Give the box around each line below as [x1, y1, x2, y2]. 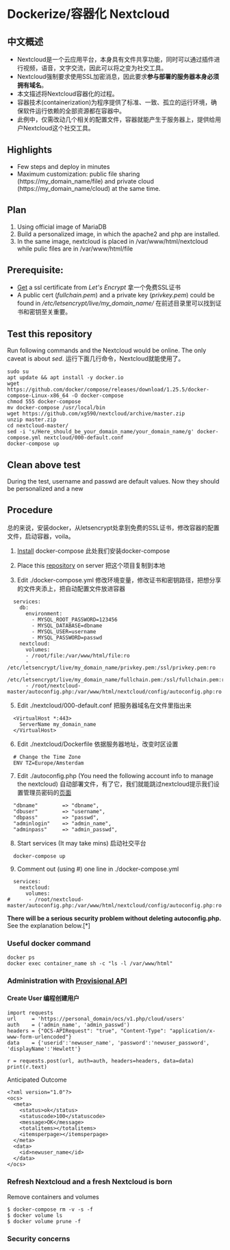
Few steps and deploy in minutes [16, 162, 110, 170]
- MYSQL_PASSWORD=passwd [31, 634, 103, 641]
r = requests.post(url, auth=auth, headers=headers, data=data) [7, 1058, 194, 1065]
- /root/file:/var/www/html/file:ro [25, 652, 130, 659]
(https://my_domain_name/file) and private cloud [16, 177, 154, 185]
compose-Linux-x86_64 [7, 392, 69, 399]
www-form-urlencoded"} [7, 1034, 72, 1041]
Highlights [7, 144, 53, 156]
